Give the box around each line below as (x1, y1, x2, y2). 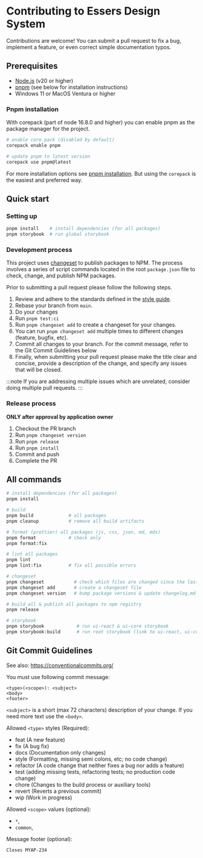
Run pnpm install (14, 444, 59, 451)
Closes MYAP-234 (6, 847, 47, 853)
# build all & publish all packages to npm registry (6, 601, 142, 607)
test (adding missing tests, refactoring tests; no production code (14, 768, 175, 775)
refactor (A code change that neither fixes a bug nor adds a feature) (14, 761, 184, 769)
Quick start (6, 193, 50, 204)
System (6, 17, 46, 31)
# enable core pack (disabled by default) (6, 137, 115, 143)
